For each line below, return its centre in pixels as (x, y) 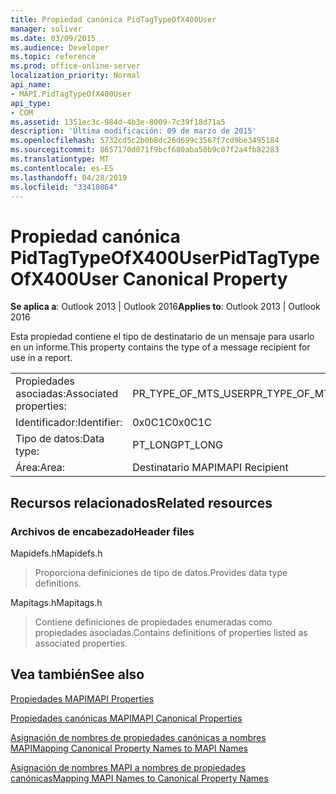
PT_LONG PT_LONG (177, 445)
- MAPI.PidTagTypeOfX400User (71, 94)
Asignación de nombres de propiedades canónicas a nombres (138, 737)
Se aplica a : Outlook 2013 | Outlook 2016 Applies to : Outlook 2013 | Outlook (165, 307)
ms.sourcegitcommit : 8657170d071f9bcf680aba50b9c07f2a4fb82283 (145, 150)
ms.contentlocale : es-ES (62, 168)
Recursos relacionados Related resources (141, 502)
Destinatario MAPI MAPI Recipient (210, 468)
